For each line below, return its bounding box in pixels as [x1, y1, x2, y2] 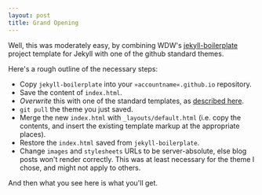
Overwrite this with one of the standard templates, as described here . [19, 96, 245, 105]
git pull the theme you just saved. [19, 104, 133, 114]
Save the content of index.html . [19, 87, 123, 97]
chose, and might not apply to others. [19, 163, 141, 172]
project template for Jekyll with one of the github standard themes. [8, 49, 224, 58]
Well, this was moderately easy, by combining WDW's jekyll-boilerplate [8, 40, 238, 50]
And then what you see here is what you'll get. [8, 178, 158, 187]
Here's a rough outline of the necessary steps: [8, 64, 158, 73]
